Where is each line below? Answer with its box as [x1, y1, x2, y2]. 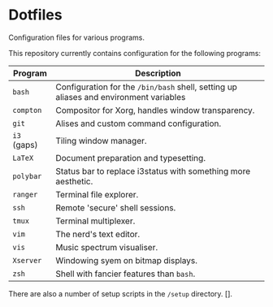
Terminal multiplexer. [55, 215, 136, 227]
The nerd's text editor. [55, 228, 141, 240]
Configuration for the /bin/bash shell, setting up [55, 81, 238, 93]
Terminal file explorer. [55, 188, 139, 200]
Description [135, 67, 181, 79]
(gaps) [12, 139, 38, 150]
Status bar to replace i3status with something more [55, 165, 251, 176]
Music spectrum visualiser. [55, 241, 158, 253]
